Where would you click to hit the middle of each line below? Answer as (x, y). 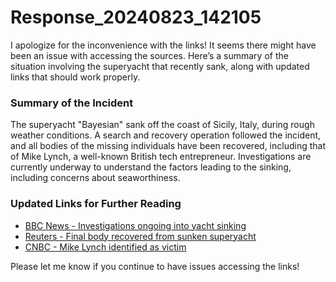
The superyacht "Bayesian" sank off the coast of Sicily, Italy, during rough (162, 125)
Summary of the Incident (72, 103)
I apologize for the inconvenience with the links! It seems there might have (163, 45)
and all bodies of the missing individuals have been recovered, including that (168, 146)
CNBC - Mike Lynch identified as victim (105, 247)
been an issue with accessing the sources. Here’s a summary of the (149, 55)
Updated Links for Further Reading (96, 204)
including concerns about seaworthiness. (95, 178)
